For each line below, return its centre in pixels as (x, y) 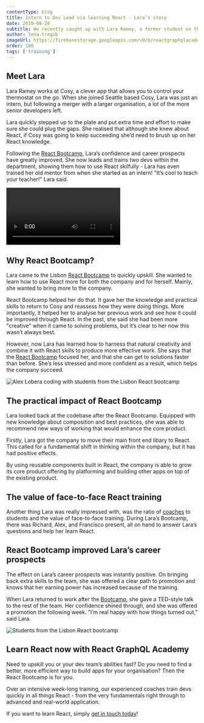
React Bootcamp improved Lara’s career (83, 550)
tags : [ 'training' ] (31, 52)
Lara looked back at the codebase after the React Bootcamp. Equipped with (101, 416)
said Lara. (19, 618)
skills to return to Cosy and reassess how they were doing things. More (95, 306)
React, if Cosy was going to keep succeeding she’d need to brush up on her (101, 135)
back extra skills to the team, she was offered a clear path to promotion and (101, 581)
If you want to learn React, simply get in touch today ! (72, 713)
